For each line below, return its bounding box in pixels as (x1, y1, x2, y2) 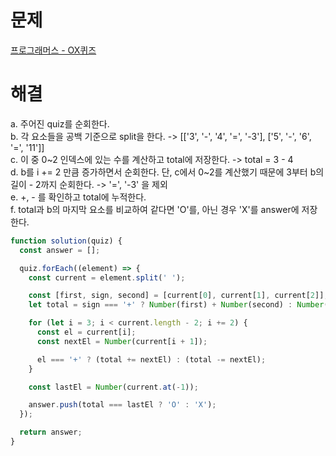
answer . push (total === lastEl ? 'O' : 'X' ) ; (28, 400, 217, 410)
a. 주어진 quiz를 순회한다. (10, 117, 110, 130)
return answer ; (19, 427, 83, 438)
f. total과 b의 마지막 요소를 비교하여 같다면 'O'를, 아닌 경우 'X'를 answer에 (10, 203, 300, 215)
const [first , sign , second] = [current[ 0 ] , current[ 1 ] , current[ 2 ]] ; (28, 291, 329, 301)
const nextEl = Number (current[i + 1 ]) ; (36, 336, 208, 346)
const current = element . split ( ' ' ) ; (28, 272, 186, 283)
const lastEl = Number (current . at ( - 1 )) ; (28, 382, 199, 392)
